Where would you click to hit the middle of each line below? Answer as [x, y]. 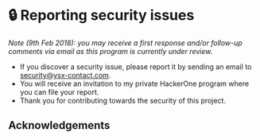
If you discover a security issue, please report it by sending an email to [136, 66]
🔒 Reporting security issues [101, 16]
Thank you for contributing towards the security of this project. [123, 100]
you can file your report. [59, 91]
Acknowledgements [59, 125]
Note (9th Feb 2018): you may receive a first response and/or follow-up [125, 43]
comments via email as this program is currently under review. [111, 51]
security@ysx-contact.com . [65, 75]
